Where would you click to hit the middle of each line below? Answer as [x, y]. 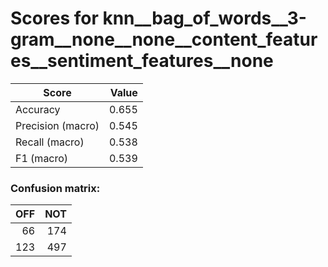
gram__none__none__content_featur [164, 39]
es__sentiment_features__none [142, 61]
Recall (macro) [50, 142]
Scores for [54, 18]
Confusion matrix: [55, 188]
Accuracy [38, 109]
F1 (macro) [42, 158]
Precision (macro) [57, 125]
